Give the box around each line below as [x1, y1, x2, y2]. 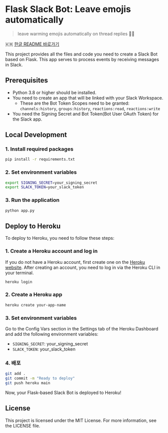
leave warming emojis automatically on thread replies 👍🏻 [17, 31, 135, 37]
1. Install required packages [5, 146, 74, 153]
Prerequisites [5, 76, 48, 85]
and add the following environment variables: [5, 331, 99, 337]
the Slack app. [12, 116, 43, 122]
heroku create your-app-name [5, 302, 66, 307]
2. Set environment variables [5, 169, 77, 176]
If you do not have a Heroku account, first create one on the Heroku [5, 259, 145, 265]
